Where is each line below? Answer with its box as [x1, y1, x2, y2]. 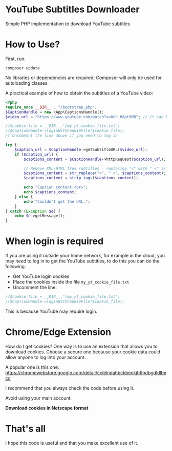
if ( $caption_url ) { [14, 152, 58, 157]
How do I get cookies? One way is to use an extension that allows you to [5, 343, 158, 349]
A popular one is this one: [5, 364, 59, 370]
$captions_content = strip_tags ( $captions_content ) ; [24, 176, 139, 181]
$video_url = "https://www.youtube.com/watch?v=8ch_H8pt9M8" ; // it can [5, 114, 164, 119]
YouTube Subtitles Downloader [5, 4, 140, 15]
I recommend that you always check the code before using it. [5, 385, 135, 391]
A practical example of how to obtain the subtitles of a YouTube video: [5, 90, 154, 96]
